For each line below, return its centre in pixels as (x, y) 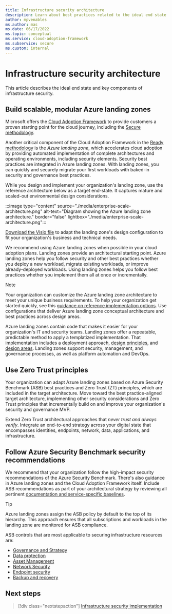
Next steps (23, 594)
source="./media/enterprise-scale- (94, 206)
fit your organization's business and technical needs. (61, 238)
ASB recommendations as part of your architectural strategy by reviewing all (86, 489)
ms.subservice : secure (30, 44)
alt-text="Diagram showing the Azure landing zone (97, 211)
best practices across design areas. (43, 316)
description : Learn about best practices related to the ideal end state (86, 15)
